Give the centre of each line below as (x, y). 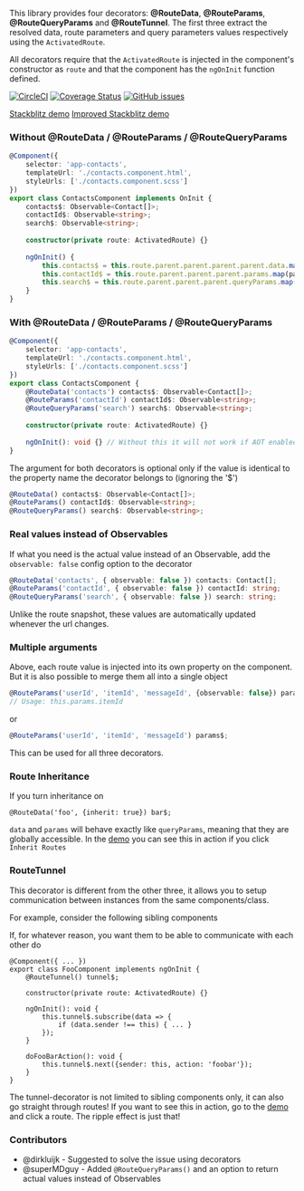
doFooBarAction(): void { (75, 1056)
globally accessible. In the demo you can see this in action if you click (139, 839)
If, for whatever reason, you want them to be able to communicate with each (152, 935)
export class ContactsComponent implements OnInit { (111, 198)
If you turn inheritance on (57, 796)
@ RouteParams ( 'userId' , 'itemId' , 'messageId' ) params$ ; (119, 736)
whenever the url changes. (59, 624)
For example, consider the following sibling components (114, 917)
